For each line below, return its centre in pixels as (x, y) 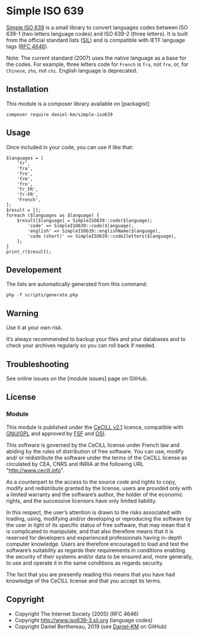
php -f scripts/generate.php (42, 295)
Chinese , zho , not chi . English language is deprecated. (72, 70)
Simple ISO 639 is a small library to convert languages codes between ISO (97, 27)
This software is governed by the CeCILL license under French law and (93, 445)
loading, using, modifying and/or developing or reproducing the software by (99, 518)
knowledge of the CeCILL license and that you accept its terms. (84, 581)
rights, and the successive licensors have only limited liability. (81, 500)
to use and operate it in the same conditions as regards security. (85, 563)
